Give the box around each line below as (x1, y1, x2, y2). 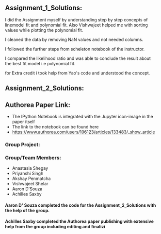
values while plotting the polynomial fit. (5, 27, 83, 33)
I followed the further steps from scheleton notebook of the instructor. (5, 46, 145, 52)
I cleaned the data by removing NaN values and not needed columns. (5, 36, 144, 42)
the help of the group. (5, 207, 50, 213)
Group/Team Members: (5, 154, 62, 161)
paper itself (12, 119, 35, 125)
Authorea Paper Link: (5, 101, 71, 109)
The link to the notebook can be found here (12, 124, 99, 130)
